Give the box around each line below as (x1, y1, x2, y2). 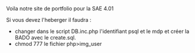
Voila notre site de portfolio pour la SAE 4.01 (6, 5, 114, 12)
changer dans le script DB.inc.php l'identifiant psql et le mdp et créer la (14, 28, 190, 35)
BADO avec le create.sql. (14, 34, 76, 41)
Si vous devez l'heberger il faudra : (6, 16, 92, 23)
